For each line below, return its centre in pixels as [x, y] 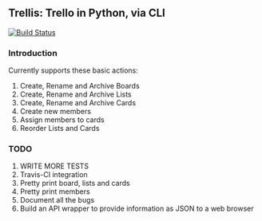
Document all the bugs [57, 200]
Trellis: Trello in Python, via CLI [87, 13]
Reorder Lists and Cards [60, 128]
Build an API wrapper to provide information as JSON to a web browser [137, 209]
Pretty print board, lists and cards [75, 184]
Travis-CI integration [54, 175]
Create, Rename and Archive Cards [78, 103]
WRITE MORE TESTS [54, 166]
